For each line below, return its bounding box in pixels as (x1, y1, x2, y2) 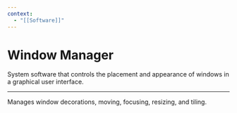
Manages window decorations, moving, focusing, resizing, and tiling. (7, 98, 207, 106)
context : (7, 10, 33, 18)
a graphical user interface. (7, 78, 84, 86)
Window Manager (7, 47, 114, 63)
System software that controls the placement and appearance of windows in (7, 70, 229, 79)
